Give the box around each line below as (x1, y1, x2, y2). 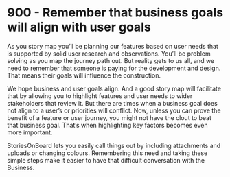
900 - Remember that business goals (7, 5, 224, 21)
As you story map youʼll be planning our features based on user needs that (7, 42, 218, 50)
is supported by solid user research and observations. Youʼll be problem (7, 49, 211, 58)
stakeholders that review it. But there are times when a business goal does (7, 99, 218, 107)
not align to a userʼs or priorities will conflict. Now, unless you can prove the (7, 106, 221, 115)
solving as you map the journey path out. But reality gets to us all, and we (7, 56, 215, 64)
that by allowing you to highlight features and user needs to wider (7, 91, 193, 100)
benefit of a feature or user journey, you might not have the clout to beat (7, 113, 211, 121)
